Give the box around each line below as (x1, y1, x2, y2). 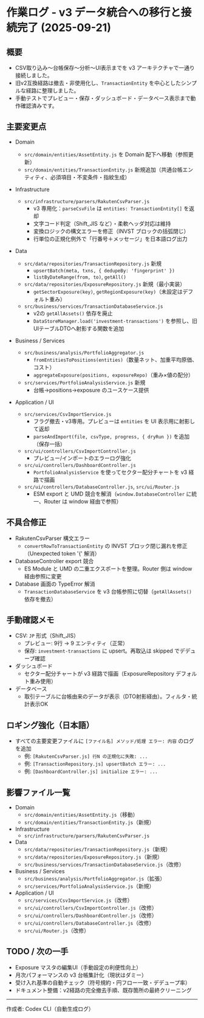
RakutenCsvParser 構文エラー (15, 535, 90, 542)
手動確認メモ (6, 615, 55, 625)
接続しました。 (15, 72, 53, 79)
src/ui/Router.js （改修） (24, 927, 90, 934)
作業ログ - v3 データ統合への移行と (6, 5, 181, 19)
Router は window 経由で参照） (44, 497, 122, 505)
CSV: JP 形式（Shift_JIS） (15, 632, 80, 639)
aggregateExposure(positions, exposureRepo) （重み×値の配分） (33, 371, 194, 378)
